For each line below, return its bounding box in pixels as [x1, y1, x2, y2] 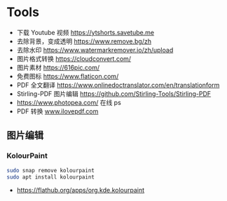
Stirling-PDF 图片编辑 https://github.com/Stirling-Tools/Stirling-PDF [16, 89, 212, 98]
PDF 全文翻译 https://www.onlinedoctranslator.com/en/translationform [16, 81, 220, 89]
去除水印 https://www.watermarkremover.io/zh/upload [16, 46, 174, 54]
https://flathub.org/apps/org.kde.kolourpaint [16, 186, 145, 195]
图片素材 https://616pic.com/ [16, 63, 100, 71]
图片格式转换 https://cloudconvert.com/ [16, 54, 131, 63]
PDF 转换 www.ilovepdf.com [16, 106, 99, 116]
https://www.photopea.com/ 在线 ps [16, 98, 122, 106]
